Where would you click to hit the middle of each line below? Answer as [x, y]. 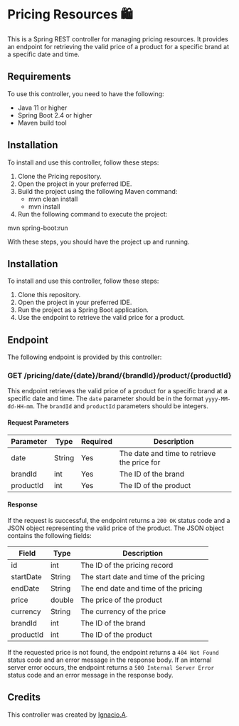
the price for [140, 462]
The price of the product [121, 600]
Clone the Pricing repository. [59, 176]
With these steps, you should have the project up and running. [99, 242]
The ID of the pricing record [127, 565]
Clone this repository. [49, 295]
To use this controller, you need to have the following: [86, 93]
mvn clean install [53, 199]
